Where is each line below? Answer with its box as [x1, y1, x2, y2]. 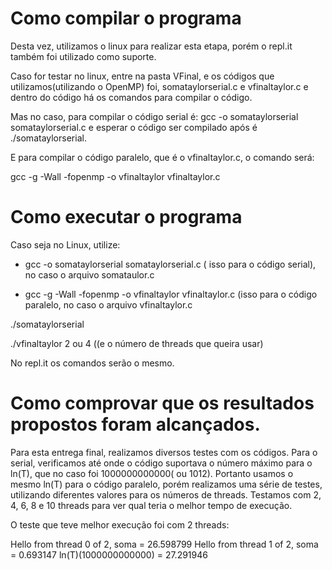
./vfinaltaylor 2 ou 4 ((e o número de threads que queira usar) [10, 337, 264, 349]
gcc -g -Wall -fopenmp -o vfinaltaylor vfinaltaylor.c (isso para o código [24, 288, 318, 300]
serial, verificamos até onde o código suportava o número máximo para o [10, 457, 313, 469]
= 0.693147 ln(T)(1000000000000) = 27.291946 [10, 548, 208, 561]
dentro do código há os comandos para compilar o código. [10, 91, 253, 103]
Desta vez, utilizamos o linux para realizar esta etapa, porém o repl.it [10, 40, 293, 52]
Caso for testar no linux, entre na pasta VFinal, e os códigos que [10, 70, 275, 82]
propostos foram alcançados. [10, 413, 261, 436]
